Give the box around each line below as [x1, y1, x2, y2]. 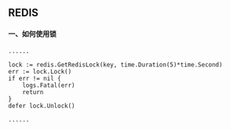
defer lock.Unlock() [8, 102, 76, 110]
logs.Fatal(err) [22, 81, 76, 89]
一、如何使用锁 [8, 29, 57, 38]
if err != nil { [8, 74, 61, 82]
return [22, 88, 44, 96]
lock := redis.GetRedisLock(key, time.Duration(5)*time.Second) [8, 60, 223, 69]
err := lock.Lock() [8, 67, 72, 75]
